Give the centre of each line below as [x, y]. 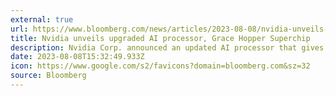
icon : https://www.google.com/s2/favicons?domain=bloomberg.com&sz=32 [160, 66]
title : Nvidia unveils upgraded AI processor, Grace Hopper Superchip [160, 38]
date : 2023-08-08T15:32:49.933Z [77, 57]
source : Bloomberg [48, 76]
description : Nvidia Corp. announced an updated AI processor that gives [167, 47]
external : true [42, 19]
